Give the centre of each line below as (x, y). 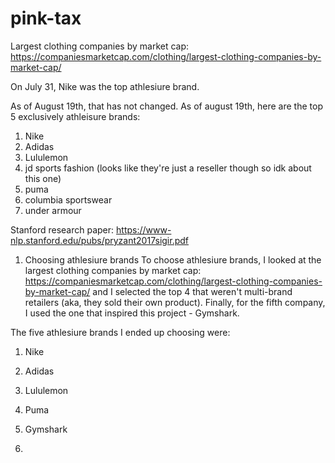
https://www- (144, 229)
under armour (53, 210)
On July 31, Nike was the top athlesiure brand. (105, 86)
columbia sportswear (68, 199)
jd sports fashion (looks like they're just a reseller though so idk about (168, 168)
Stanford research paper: (62, 229)
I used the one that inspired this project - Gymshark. (132, 313)
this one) (43, 178)
